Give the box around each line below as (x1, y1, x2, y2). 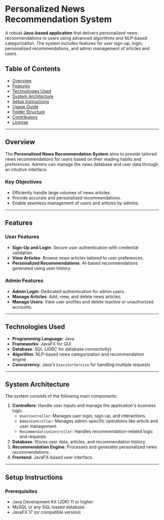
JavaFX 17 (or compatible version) (12, 509, 81, 515)
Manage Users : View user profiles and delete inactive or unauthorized (12, 299, 154, 304)
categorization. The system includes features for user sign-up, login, (5, 40, 143, 46)
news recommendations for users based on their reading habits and (5, 156, 142, 162)
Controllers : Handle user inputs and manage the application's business (12, 402, 156, 408)
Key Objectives (5, 179, 42, 185)
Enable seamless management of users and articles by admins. (12, 200, 140, 206)
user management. (19, 423, 58, 429)
